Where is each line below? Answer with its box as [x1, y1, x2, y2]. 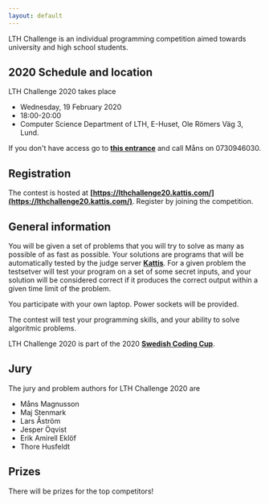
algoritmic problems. [8, 323, 77, 333]
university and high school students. [8, 42, 128, 52]
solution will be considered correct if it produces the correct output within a [8, 275, 259, 285]
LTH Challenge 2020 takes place [8, 87, 116, 96]
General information [8, 220, 111, 234]
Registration [8, 166, 71, 181]
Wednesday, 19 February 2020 [19, 102, 122, 112]
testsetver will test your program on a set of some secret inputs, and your [8, 266, 251, 277]
